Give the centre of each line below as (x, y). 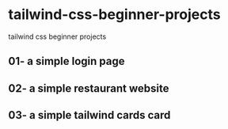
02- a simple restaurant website (89, 88)
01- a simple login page (66, 61)
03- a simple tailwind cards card (89, 115)
